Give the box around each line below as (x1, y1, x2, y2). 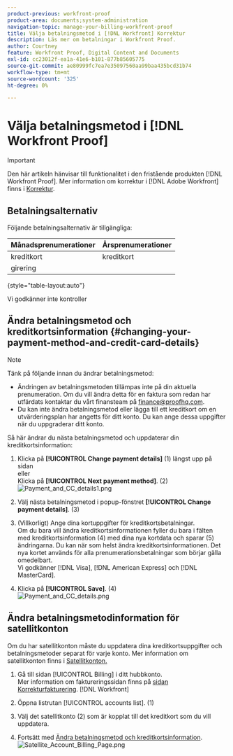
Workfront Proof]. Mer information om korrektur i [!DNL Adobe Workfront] (7, 177, 219, 185)
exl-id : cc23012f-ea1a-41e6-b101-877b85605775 (7, 56, 145, 63)
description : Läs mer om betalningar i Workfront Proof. (7, 36, 176, 43)
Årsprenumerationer (102, 240, 172, 249)
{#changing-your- (110, 326, 192, 338)
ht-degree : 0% (7, 82, 49, 89)
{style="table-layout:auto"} (7, 281, 85, 289)
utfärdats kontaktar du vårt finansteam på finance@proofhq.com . (17, 397, 205, 406)
